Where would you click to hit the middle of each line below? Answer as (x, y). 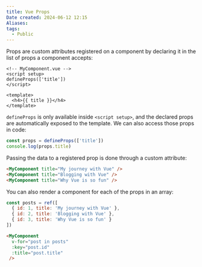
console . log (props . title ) (39, 146)
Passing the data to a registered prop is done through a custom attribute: (96, 158)
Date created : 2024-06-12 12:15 (47, 17)
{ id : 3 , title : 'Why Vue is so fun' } (62, 220)
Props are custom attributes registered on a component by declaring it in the (101, 51)
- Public (23, 34)
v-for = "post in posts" (40, 242)
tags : (13, 29)
